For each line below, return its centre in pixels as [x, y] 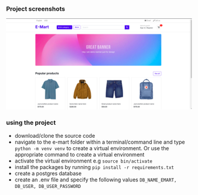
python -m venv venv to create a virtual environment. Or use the [92, 148]
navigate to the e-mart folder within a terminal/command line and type [100, 142]
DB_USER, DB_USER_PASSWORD [48, 186]
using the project [31, 123]
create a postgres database [48, 173]
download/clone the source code [55, 135]
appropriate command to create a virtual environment [80, 154]
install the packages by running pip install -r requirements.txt [94, 167]
